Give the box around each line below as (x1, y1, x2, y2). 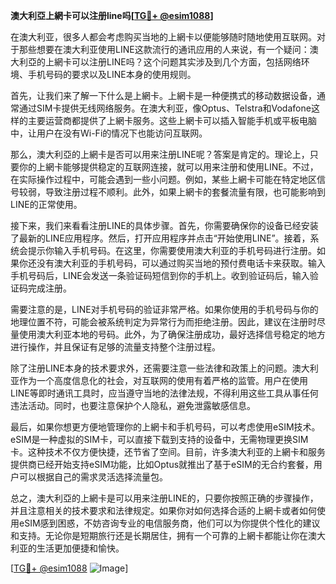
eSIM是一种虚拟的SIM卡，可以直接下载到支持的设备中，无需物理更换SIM (10, 434, 309, 445)
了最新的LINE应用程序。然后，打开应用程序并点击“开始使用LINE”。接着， (10, 232, 311, 244)
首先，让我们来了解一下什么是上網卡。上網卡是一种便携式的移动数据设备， (10, 90, 317, 101)
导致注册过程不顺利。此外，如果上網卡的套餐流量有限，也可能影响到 (44, 186, 326, 198)
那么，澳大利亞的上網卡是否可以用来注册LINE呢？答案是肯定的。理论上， (10, 149, 310, 160)
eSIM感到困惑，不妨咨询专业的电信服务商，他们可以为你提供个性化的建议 (18, 517, 321, 529)
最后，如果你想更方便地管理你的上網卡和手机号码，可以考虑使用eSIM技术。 (10, 421, 321, 433)
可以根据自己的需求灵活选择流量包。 (18, 471, 168, 483)
